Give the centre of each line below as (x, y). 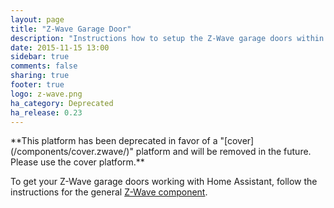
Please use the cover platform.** (77, 162)
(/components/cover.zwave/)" (72, 152)
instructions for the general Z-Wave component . (109, 192)
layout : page (37, 19)
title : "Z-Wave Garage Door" (71, 29)
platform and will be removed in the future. (223, 152)
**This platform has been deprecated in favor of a (114, 141)
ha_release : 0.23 (46, 112)
